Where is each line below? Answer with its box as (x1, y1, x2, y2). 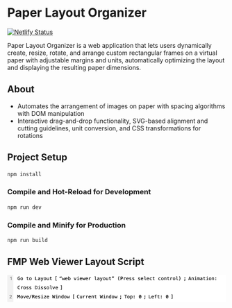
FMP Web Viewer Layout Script (7, 256, 144, 268)
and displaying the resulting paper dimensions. (7, 63, 141, 71)
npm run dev (7, 203, 42, 211)
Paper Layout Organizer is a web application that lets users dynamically (7, 41, 212, 49)
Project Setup (7, 151, 68, 164)
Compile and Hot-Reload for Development (7, 187, 151, 197)
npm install (7, 171, 42, 178)
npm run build (7, 237, 49, 243)
